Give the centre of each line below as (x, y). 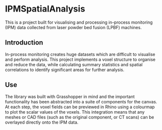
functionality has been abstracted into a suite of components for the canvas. (81, 101)
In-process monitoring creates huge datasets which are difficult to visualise (80, 54)
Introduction (24, 43)
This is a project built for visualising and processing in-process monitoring (79, 22)
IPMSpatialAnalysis (45, 9)
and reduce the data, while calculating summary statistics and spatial (74, 64)
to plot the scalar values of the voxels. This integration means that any (75, 112)
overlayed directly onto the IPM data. (42, 122)
